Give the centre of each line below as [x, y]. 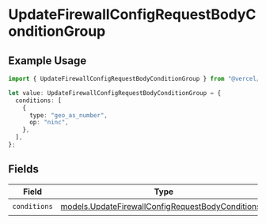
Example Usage [47, 61]
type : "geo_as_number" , [68, 115]
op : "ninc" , [49, 123]
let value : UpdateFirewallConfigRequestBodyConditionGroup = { [115, 93]
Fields [24, 169]
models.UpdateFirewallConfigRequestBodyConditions [161, 207]
